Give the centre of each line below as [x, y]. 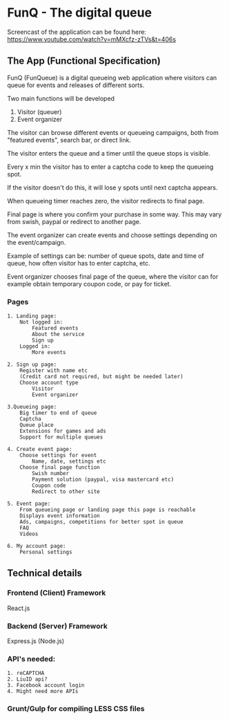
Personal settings [46, 552]
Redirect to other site [66, 492]
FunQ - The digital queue [80, 13]
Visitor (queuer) [39, 111]
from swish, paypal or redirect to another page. [74, 221]
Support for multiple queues [61, 437]
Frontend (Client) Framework [57, 593]
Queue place [37, 425]
